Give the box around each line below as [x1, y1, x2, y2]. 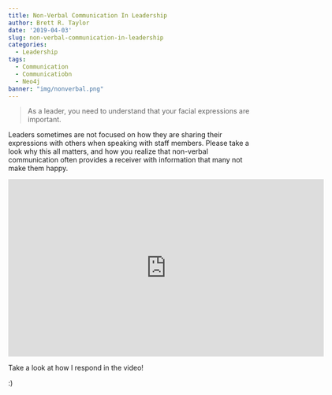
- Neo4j [15, 77, 41, 85]
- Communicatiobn [15, 70, 73, 78]
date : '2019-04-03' [8, 26, 73, 34]
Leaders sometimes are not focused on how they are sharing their [8, 130, 222, 140]
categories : [8, 41, 47, 49]
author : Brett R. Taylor [8, 19, 90, 27]
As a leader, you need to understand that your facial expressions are [27, 106, 250, 116]
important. [27, 115, 62, 125]
